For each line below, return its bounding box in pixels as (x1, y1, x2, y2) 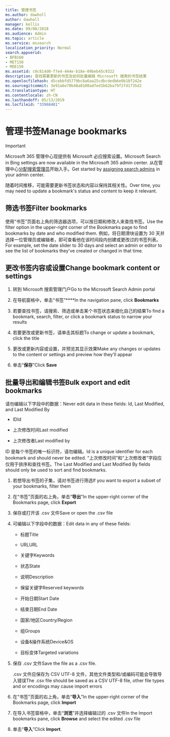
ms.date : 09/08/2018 (5, 26, 49, 32)
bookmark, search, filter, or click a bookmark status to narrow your (12, 314, 152, 320)
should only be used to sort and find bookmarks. (5, 467, 107, 473)
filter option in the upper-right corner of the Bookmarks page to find (5, 224, 147, 230)
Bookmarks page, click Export (12, 499, 76, 505)
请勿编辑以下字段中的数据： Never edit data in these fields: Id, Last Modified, (5, 401, 165, 407)
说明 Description (20, 574, 54, 580)
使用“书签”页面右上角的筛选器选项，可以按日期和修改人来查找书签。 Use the (5, 218, 163, 224)
